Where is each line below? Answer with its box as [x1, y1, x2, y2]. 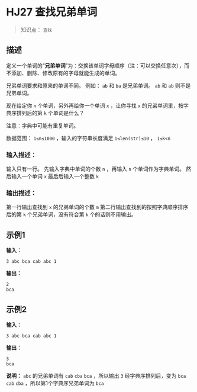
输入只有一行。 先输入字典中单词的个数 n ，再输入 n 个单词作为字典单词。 [6, 165, 185, 172]
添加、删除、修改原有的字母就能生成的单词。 [11, 69, 120, 76]
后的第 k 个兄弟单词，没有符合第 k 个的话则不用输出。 [6, 211, 137, 218]
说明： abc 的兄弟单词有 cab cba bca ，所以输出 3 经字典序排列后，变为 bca [6, 372, 186, 379]
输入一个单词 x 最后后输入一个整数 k [11, 173, 99, 180]
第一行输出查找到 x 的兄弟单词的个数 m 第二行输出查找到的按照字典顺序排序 [6, 204, 189, 211]
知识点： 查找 [20, 26, 52, 33]
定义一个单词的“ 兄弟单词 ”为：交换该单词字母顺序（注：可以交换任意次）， [6, 62, 185, 69]
